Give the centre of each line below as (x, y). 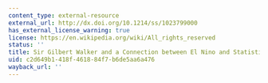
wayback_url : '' (35, 67)
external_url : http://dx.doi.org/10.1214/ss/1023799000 (103, 23)
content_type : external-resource (64, 15)
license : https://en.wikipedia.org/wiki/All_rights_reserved (112, 38)
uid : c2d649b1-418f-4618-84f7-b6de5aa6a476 (82, 60)
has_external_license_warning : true (69, 30)
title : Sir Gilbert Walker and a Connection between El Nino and (119, 52)
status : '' (26, 45)
